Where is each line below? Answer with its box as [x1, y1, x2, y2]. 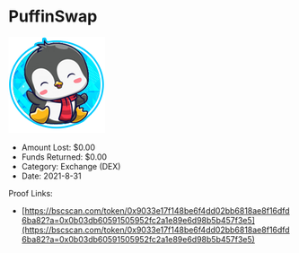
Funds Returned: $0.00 [21, 151, 108, 162]
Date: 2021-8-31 [21, 170, 82, 181]
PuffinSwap [8, 6, 98, 27]
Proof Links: [8, 188, 53, 198]
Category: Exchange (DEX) [21, 161, 121, 171]
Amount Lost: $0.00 [21, 142, 96, 153]
